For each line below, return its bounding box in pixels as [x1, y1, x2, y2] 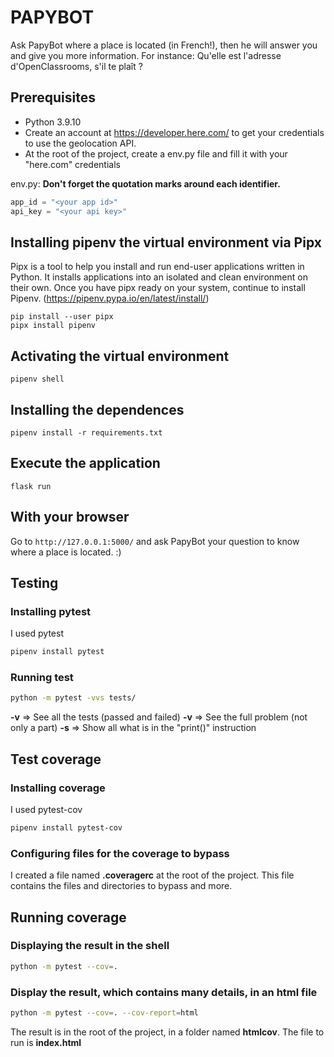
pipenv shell [10, 374, 65, 385]
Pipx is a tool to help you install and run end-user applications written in [10, 261, 305, 273]
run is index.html [10, 1036, 82, 1048]
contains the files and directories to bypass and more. [10, 880, 233, 892]
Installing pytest [10, 604, 92, 618]
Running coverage [10, 909, 127, 926]
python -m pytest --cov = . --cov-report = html [10, 1008, 199, 1018]
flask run [10, 481, 52, 491]
